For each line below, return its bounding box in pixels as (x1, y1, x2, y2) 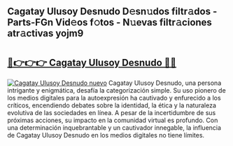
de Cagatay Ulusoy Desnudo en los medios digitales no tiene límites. (7, 131, 205, 139)
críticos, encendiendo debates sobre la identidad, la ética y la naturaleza (7, 101, 217, 109)
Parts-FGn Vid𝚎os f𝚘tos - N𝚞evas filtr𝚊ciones (7, 17, 212, 29)
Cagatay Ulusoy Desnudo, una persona (108, 79, 222, 87)
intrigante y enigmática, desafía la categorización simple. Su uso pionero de (7, 86, 226, 94)
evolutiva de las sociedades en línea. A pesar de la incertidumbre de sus (7, 109, 216, 117)
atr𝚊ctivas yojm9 (7, 27, 84, 39)
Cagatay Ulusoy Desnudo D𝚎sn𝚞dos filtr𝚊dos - (7, 6, 218, 18)
